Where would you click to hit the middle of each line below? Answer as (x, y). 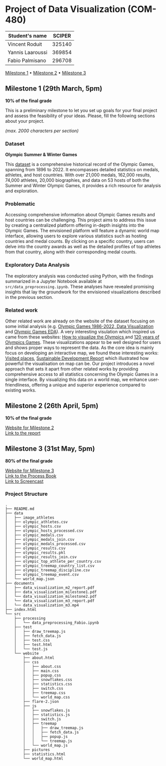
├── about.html (39, 658)
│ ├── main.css (41, 671)
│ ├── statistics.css (48, 684)
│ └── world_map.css (47, 697)
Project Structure (26, 494)
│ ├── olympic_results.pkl (35, 552)
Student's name (28, 36)
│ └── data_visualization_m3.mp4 (42, 605)
